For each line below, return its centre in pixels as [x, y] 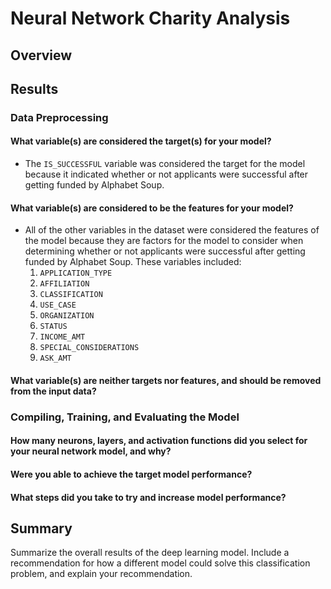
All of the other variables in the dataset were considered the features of [172, 230]
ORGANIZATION [67, 316]
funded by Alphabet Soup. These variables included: [133, 262]
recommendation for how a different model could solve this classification [160, 563]
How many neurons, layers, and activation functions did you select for [159, 441]
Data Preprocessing [59, 117]
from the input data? [53, 391]
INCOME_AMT [62, 337]
